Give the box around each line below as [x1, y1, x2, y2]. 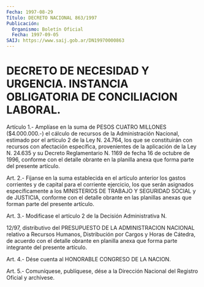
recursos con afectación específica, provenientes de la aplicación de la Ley [6, 142, 197, 150]
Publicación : [6, 20, 40, 26]
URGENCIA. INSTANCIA [6, 77, 129, 91]
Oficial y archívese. [6, 274, 55, 281]
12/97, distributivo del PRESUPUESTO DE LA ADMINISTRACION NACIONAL [6, 224, 195, 231]
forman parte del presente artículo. [6, 200, 95, 207]
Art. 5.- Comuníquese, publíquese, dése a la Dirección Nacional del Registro [6, 267, 198, 275]
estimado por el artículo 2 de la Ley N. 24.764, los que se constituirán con [6, 136, 193, 143]
